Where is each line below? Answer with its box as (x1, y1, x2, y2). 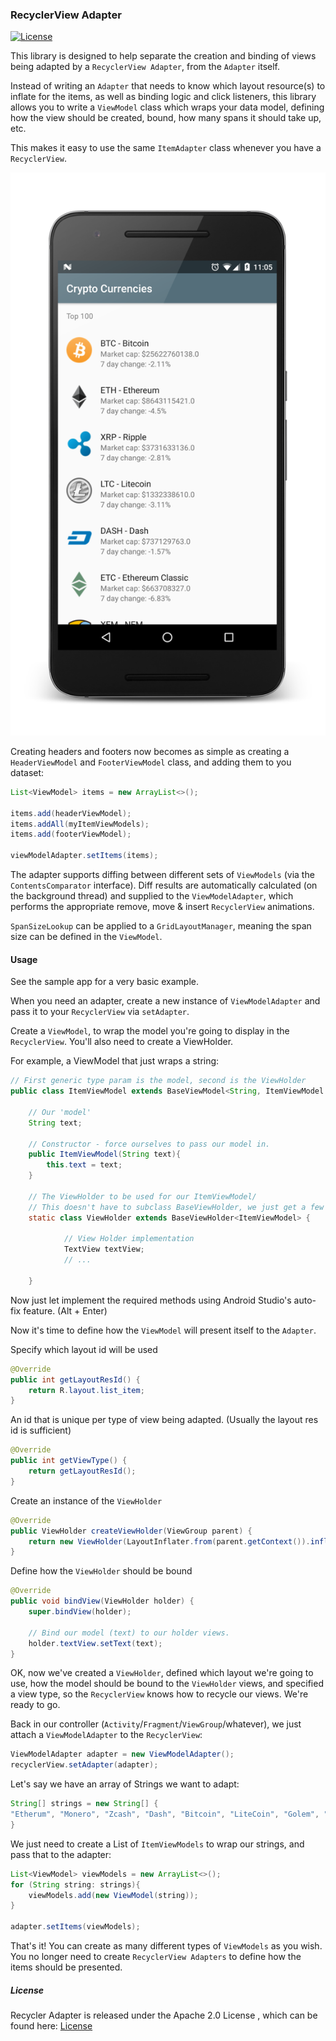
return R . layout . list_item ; (28, 1385, 145, 1395)
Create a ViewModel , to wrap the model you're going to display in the (10, 1025, 290, 1037)
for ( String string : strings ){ (10, 1879, 141, 1890)
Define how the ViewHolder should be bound (10, 1565, 193, 1577)
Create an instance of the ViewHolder (10, 1494, 163, 1507)
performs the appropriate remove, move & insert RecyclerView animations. (10, 901, 315, 913)
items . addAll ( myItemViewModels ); (10, 819, 150, 829)
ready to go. (10, 1699, 61, 1711)
